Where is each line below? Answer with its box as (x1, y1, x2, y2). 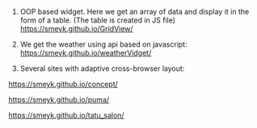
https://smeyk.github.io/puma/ (8, 95, 110, 104)
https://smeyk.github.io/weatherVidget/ (19, 48, 152, 57)
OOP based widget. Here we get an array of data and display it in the (19, 7, 250, 16)
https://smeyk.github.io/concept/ (8, 80, 119, 89)
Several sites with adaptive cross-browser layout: (19, 64, 185, 73)
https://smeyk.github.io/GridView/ (19, 24, 133, 33)
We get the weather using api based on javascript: (19, 39, 187, 49)
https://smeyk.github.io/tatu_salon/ (8, 110, 124, 120)
